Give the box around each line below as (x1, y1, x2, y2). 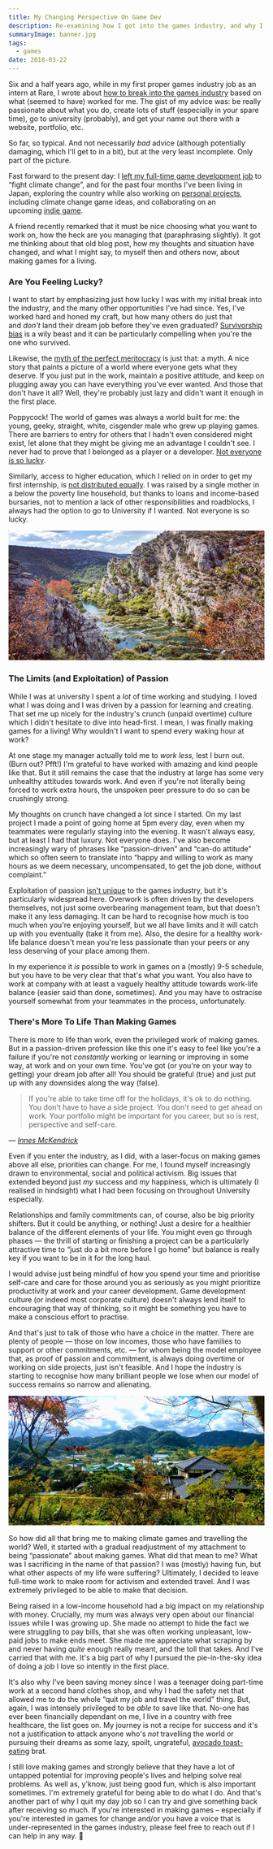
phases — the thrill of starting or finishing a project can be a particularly (8, 1236, 249, 1245)
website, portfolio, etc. (8, 123, 84, 132)
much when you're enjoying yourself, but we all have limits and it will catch (8, 920, 258, 929)
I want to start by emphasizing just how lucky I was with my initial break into (8, 295, 262, 305)
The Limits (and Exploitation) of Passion (8, 673, 169, 684)
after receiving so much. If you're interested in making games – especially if (8, 1804, 262, 1815)
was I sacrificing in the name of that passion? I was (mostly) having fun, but (8, 1559, 262, 1569)
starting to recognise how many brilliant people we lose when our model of (8, 1371, 259, 1380)
